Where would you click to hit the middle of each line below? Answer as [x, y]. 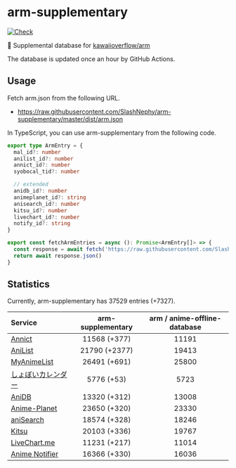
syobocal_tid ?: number [47, 172]
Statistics [29, 284]
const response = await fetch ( [59, 249]
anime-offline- [195, 318]
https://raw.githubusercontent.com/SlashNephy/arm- [94, 111]
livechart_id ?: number [47, 217]
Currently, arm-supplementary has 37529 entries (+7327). [91, 301]
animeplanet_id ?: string [50, 197]
